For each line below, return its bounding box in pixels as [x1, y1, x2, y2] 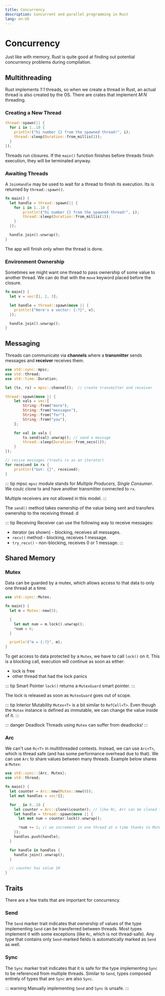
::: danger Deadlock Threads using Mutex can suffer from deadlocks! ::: [5, 722, 148, 728]
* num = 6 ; [14, 626, 34, 631]
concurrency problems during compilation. [5, 59, 92, 65]
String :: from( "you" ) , [23, 417, 67, 422]
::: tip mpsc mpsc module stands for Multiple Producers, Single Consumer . [5, 480, 153, 486]
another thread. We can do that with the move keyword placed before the [5, 275, 151, 281]
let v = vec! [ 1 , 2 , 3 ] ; [9, 294, 58, 299]
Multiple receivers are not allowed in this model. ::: [5, 495, 107, 501]
